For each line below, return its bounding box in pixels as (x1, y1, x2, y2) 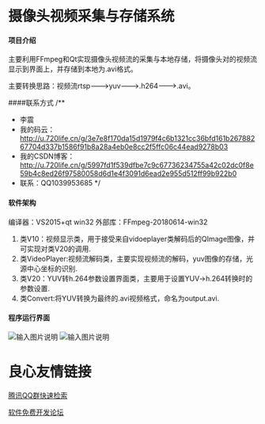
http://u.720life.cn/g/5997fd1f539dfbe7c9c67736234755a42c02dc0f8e (19, 160, 255, 170)
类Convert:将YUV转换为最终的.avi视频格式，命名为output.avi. (19, 293, 220, 303)
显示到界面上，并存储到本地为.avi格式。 (8, 64, 138, 74)
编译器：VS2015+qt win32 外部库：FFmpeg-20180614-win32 (8, 217, 208, 227)
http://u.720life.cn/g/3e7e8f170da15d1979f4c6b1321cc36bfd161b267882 (19, 134, 256, 143)
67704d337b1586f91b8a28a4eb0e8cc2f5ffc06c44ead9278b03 (19, 142, 229, 151)
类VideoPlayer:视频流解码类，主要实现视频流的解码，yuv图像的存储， (19, 254, 247, 263)
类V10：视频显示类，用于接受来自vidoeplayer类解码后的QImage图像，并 (19, 234, 256, 243)
